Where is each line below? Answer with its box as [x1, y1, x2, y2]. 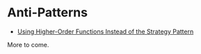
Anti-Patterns [7, 5, 88, 21]
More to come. [7, 40, 49, 49]
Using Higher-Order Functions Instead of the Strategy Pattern [17, 27, 194, 36]
